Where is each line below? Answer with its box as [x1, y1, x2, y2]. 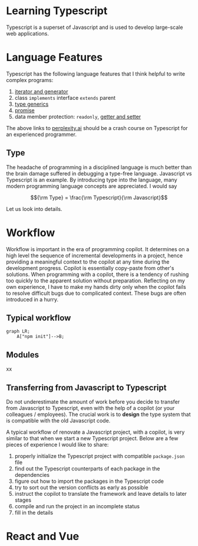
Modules [6, 350, 39, 360]
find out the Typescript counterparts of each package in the [14, 465, 160, 472]
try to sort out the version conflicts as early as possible [14, 484, 148, 491]
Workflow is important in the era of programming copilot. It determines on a [6, 245, 190, 252]
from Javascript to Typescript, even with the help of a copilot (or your [6, 405, 175, 412]
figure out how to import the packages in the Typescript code [14, 477, 164, 485]
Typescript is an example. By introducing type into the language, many [6, 176, 178, 183]
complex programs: [6, 76, 54, 83]
